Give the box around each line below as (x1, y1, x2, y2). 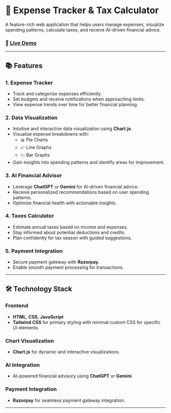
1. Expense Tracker (5, 79, 53, 86)
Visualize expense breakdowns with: (12, 131, 90, 137)
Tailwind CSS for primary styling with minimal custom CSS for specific (12, 319, 161, 325)
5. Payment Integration (5, 247, 63, 255)
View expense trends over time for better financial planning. (12, 101, 138, 107)
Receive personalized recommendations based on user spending (12, 189, 149, 195)
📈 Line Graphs (20, 144, 52, 150)
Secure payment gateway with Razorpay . (12, 259, 100, 265)
